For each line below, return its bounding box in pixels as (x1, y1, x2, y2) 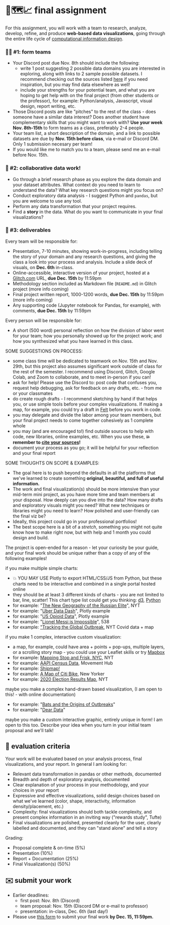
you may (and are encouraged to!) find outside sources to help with (12, 428, 154, 434)
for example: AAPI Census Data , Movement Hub (12, 660, 113, 666)
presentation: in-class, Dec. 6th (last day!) (20, 908, 108, 914)
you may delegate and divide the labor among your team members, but (12, 412, 161, 418)
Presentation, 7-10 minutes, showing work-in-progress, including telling (12, 248, 162, 254)
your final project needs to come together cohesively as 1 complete (12, 417, 154, 423)
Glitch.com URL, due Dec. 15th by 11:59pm (12, 275, 102, 281)
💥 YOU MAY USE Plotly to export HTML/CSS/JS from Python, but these (12, 575, 162, 581)
